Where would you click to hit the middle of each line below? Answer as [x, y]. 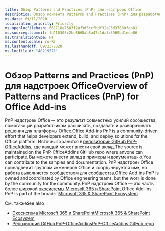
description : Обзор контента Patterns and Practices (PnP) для [71, 14]
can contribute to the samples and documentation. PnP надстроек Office [79, 162]
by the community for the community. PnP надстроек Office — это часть [79, 184]
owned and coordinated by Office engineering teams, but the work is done [81, 178]
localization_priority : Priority [39, 23]
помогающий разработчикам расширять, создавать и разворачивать [78, 126]
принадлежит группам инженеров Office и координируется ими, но [76, 168]
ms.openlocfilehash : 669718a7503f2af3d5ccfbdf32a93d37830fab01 [71, 28]
